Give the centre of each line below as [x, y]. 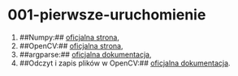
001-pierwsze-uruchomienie [107, 15]
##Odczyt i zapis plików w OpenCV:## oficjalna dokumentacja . [125, 63]
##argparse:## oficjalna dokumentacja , [85, 54]
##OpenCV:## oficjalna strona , [71, 45]
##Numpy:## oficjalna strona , [69, 37]
